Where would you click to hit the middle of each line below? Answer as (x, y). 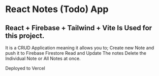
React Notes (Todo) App (57, 9)
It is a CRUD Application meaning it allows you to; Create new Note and (80, 48)
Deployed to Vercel (25, 68)
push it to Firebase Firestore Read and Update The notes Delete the (76, 53)
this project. (25, 35)
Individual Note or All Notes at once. (43, 58)
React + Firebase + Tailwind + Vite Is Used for (79, 28)
